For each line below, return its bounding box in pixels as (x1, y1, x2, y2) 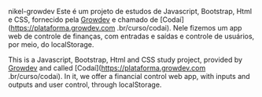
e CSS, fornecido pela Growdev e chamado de (8, 15, 159, 24)
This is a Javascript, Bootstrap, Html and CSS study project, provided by (8, 55, 242, 64)
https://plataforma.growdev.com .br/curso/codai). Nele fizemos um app (10, 23, 242, 32)
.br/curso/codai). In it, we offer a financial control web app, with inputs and (8, 72, 250, 81)
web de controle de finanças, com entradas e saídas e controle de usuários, (8, 31, 255, 41)
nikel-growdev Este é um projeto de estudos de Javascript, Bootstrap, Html (8, 7, 253, 16)
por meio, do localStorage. (8, 40, 94, 49)
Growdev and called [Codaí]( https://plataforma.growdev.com (8, 63, 206, 73)
